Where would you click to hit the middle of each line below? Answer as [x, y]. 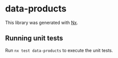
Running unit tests [34, 38]
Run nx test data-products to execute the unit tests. [59, 50]
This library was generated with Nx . [42, 22]
